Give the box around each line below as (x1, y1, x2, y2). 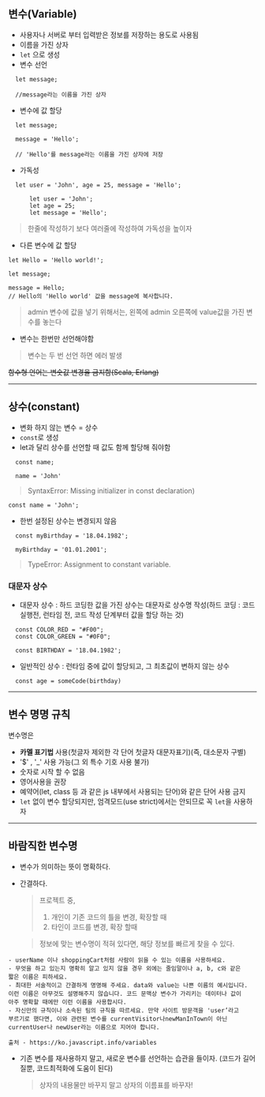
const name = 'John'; (8, 501, 80, 509)
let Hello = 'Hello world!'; (8, 256, 104, 264)
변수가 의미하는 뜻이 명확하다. (19, 861, 111, 871)
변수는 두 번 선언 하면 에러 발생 (27, 350, 122, 360)
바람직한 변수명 (8, 839, 78, 853)
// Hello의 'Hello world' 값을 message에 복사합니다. (8, 292, 174, 300)
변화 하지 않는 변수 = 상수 (19, 422, 99, 432)
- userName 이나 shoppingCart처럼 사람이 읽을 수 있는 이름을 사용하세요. (8, 956, 226, 964)
